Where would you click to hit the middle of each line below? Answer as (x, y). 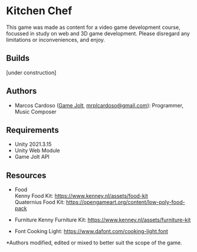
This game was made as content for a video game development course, (93, 27)
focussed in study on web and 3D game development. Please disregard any (98, 33)
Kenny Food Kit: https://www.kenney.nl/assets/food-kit (81, 196)
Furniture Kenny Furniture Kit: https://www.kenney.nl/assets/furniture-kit (103, 220)
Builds (18, 58)
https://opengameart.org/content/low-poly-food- (125, 202)
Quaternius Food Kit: (40, 202)
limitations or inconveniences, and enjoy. (55, 40)
